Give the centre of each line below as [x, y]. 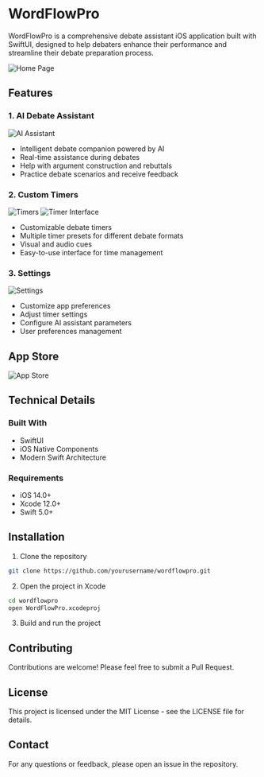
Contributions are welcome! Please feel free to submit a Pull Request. [121, 667]
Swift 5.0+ [36, 512]
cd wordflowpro [33, 600]
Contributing [40, 648]
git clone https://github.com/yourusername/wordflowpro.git [110, 571]
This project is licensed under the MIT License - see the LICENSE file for [126, 712]
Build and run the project [60, 623]
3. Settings [30, 273]
